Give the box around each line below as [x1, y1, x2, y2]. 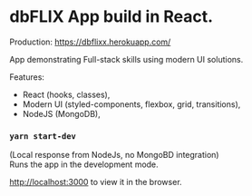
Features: [9, 71, 45, 83]
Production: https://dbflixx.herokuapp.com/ [9, 36, 171, 47]
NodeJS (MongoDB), [22, 108, 102, 119]
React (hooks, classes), [22, 89, 111, 100]
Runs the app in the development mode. [9, 159, 159, 170]
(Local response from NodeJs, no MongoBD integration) [9, 150, 219, 161]
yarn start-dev [9, 131, 77, 142]
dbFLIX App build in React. [9, 6, 214, 27]
